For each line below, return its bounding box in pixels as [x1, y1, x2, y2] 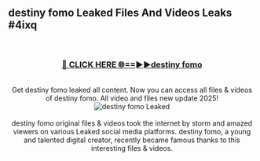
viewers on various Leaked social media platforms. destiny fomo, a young [13, 127, 251, 137]
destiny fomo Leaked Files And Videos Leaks [8, 6, 233, 20]
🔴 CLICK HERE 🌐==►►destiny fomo [61, 59, 203, 70]
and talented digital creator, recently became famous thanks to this [23, 135, 241, 145]
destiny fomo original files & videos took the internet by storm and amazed [11, 119, 253, 128]
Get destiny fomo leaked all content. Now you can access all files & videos [11, 86, 253, 95]
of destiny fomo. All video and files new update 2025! [46, 93, 218, 103]
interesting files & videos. [91, 144, 173, 153]
